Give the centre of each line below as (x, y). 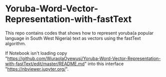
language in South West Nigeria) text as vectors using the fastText (73, 38)
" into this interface (104, 64)
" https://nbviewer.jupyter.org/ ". (37, 69)
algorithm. (16, 43)
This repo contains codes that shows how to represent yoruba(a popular (79, 33)
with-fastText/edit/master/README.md (45, 64)
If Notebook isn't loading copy (36, 53)
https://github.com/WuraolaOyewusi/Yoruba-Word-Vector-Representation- (84, 58)
